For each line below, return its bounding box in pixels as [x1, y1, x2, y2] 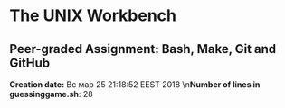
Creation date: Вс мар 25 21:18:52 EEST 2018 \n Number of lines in [9, 79, 261, 90]
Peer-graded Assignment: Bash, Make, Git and [9, 41, 277, 57]
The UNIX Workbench [9, 5, 177, 26]
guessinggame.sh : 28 [9, 89, 93, 99]
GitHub [9, 55, 51, 70]
